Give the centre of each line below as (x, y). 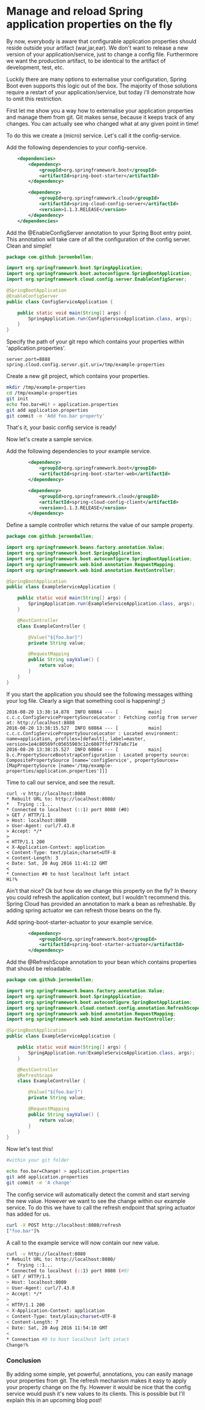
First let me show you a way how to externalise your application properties (100, 110)
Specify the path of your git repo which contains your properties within (95, 342)
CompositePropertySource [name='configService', (69, 760)
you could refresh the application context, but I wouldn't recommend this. (99, 897)
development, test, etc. (35, 67)
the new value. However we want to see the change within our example (96, 1201)
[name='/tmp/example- (86, 765)
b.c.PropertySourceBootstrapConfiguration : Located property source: (98, 755)
